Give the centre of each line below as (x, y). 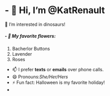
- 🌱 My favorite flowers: (30, 36)
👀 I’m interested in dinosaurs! (35, 24)
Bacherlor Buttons (31, 49)
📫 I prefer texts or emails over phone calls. (58, 69)
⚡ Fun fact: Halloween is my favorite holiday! (58, 82)
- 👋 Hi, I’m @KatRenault (55, 10)
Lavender (22, 54)
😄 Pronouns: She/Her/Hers (40, 77)
